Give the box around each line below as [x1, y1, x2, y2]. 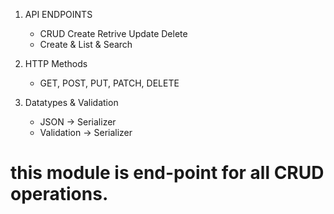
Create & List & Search [39, 39, 133, 50]
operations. [10, 183, 109, 206]
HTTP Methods [24, 58, 88, 69]
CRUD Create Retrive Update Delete [39, 28, 188, 39]
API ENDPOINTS [24, 9, 93, 20]
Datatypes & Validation [24, 97, 119, 108]
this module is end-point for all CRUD [10, 162, 325, 184]
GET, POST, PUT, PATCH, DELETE [39, 77, 180, 89]
